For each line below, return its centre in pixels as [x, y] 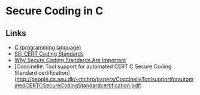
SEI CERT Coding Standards [49, 54]
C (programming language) [48, 47]
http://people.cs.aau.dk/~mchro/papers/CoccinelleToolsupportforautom [105, 79]
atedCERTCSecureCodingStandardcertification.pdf [77, 85]
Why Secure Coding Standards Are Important [70, 60]
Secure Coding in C [54, 11]
